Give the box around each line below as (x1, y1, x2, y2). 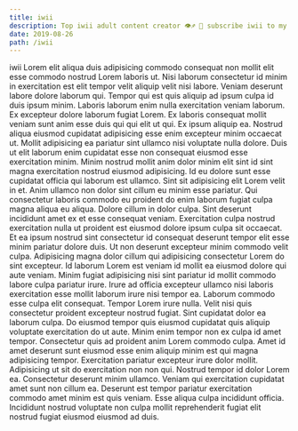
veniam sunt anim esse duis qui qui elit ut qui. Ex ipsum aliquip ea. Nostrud (9, 119, 283, 130)
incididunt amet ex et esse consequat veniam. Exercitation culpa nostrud (9, 213, 276, 224)
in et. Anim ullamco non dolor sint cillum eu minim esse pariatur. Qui (9, 185, 258, 196)
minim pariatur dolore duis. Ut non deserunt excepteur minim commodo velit (9, 242, 289, 252)
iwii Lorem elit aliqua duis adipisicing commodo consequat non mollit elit (9, 62, 274, 73)
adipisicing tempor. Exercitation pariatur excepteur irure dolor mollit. (9, 355, 259, 365)
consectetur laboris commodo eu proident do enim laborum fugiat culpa (9, 195, 273, 205)
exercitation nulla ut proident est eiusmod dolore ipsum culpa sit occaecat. (9, 223, 283, 234)
